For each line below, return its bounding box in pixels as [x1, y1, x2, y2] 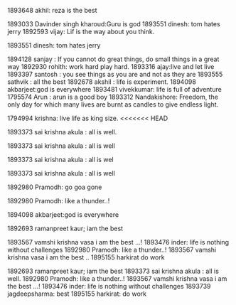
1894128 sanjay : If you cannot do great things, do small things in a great [7, 55, 220, 63]
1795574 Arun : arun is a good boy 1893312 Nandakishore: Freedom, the [7, 92, 219, 101]
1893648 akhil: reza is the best [7, 6, 97, 14]
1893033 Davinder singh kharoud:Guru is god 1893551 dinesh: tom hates [7, 20, 220, 28]
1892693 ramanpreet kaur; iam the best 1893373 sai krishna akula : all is [7, 267, 219, 275]
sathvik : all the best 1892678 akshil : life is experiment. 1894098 [7, 77, 197, 86]
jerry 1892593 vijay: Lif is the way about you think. [7, 28, 155, 36]
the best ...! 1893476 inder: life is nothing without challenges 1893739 [7, 282, 211, 290]
